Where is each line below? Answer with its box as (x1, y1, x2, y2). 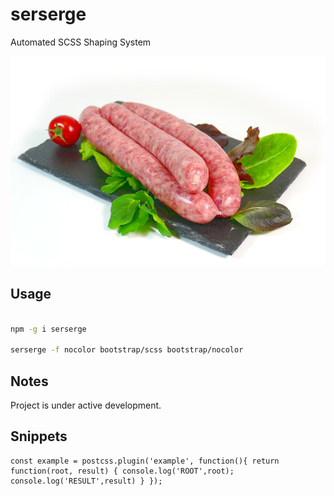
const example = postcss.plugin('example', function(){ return (10, 456, 280, 466)
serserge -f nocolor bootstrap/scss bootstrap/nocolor (10, 345, 244, 355)
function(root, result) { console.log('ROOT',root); (10, 466, 235, 476)
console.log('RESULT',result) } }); (10, 476, 163, 486)
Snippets (10, 428, 68, 445)
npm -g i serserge (10, 324, 87, 334)
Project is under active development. (10, 399, 162, 412)
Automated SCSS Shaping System (10, 36, 152, 48)
